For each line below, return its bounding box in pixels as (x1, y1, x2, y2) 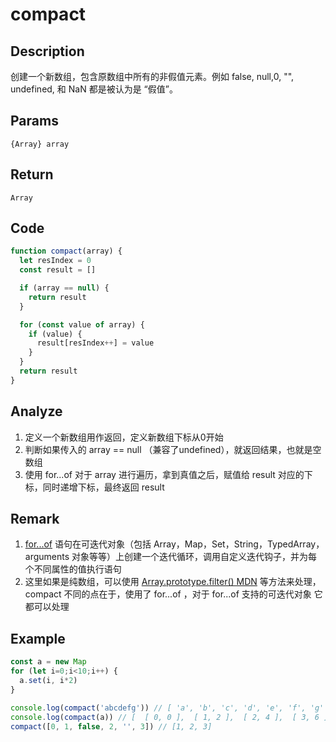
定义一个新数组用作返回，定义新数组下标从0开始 (24, 431, 224, 443)
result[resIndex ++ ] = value (36, 338, 155, 348)
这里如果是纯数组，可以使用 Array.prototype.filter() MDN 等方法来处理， (24, 576, 322, 588)
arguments (24, 551, 70, 563)
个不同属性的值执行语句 (24, 563, 122, 575)
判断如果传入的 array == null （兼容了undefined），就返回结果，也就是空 (24, 443, 322, 455)
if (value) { (28, 329, 83, 339)
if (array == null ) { (19, 283, 110, 293)
